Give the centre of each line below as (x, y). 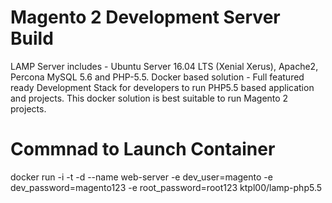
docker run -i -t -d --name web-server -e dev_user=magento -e (141, 177)
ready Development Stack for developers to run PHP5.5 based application (162, 87)
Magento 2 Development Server (145, 17)
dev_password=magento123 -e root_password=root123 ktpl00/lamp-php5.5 (166, 187)
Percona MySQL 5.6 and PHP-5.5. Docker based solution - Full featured (157, 77)
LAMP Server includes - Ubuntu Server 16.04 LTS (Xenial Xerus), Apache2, (164, 66)
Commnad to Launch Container (143, 149)
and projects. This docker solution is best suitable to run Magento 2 (149, 98)
